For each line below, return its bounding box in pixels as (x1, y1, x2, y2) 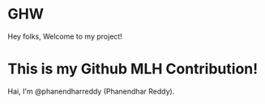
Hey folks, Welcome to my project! (7, 31, 122, 41)
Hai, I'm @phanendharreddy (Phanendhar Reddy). (7, 86, 175, 96)
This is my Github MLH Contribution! (7, 60, 259, 78)
